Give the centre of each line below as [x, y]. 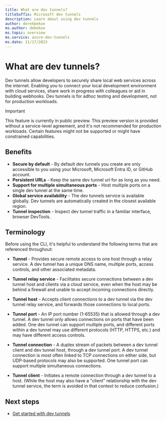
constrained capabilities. [30, 136]
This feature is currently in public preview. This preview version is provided [82, 120]
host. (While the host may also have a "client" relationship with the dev [84, 381]
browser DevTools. [31, 217]
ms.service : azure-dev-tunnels [37, 38]
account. [21, 175]
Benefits [19, 152]
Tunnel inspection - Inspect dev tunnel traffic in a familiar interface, [82, 211]
